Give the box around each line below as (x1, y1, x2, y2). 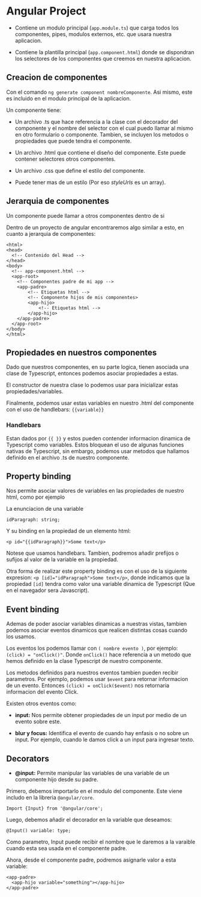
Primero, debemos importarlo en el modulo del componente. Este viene (6, 788, 183, 795)
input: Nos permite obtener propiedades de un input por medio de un (14, 712, 187, 719)
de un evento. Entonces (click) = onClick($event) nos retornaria (6, 682, 170, 689)
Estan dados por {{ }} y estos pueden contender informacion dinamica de (6, 434, 191, 442)
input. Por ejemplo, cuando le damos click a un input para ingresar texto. (14, 736, 195, 744)
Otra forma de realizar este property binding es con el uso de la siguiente (6, 567, 188, 575)
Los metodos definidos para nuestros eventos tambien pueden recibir (6, 669, 179, 676)
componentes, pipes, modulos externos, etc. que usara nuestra (14, 30, 172, 37)
